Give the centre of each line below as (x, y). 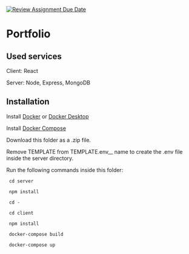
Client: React (22, 71)
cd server (21, 181)
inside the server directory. (40, 158)
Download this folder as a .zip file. (49, 140)
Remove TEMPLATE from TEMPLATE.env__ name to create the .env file (94, 151)
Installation (28, 102)
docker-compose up (32, 245)
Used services (34, 56)
